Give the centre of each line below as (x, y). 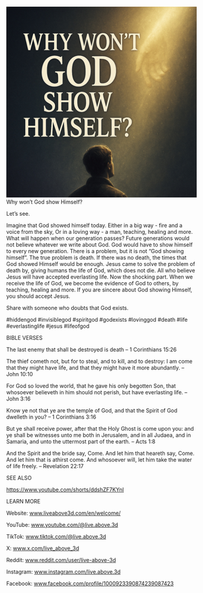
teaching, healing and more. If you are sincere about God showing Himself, (99, 290)
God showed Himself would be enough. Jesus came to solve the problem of (101, 264)
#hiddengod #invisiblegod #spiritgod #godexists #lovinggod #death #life (97, 320)
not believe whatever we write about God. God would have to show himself (100, 245)
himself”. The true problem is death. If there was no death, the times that (96, 257)
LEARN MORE (24, 501)
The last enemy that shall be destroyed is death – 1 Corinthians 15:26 (92, 350)
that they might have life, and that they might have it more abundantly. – (95, 368)
